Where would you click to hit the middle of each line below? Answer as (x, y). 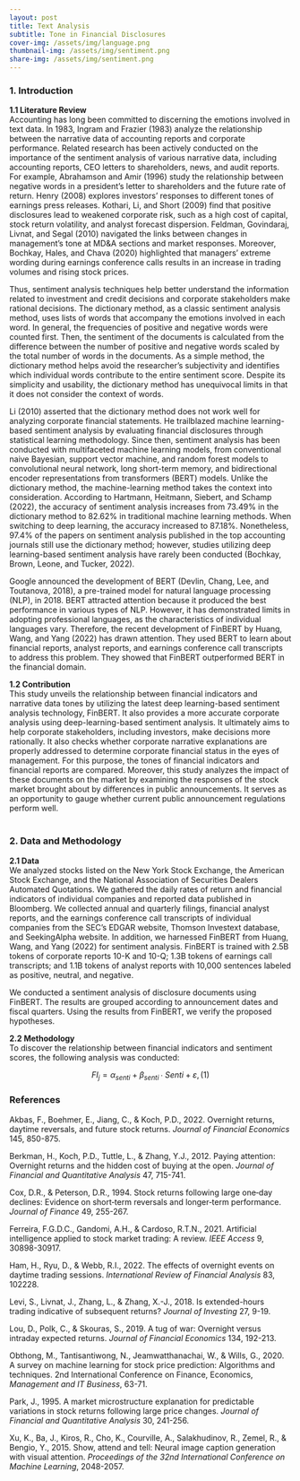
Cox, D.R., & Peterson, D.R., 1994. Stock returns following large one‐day (141, 1192)
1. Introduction (41, 91)
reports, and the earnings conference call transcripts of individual (130, 918)
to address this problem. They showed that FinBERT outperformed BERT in (147, 658)
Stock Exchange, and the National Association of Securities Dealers (134, 879)
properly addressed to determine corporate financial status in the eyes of (145, 751)
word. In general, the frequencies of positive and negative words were (139, 327)
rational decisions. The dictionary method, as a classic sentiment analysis (145, 308)
